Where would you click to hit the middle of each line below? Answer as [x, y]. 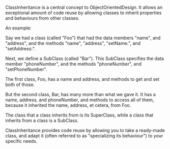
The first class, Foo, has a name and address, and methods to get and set [82, 79]
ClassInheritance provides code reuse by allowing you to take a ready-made [85, 130]
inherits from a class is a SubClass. [42, 121]
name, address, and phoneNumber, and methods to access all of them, [80, 100]
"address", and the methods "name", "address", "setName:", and [73, 43]
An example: [18, 28]
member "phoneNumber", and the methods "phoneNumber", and [73, 64]
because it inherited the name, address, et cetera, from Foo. [68, 105]
